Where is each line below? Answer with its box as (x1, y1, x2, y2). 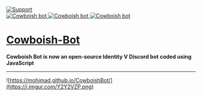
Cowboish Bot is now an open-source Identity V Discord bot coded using (6, 53, 192, 60)
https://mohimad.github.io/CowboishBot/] (10, 76, 113, 83)
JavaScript (6, 59, 34, 67)
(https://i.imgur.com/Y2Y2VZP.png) (6, 83, 94, 90)
